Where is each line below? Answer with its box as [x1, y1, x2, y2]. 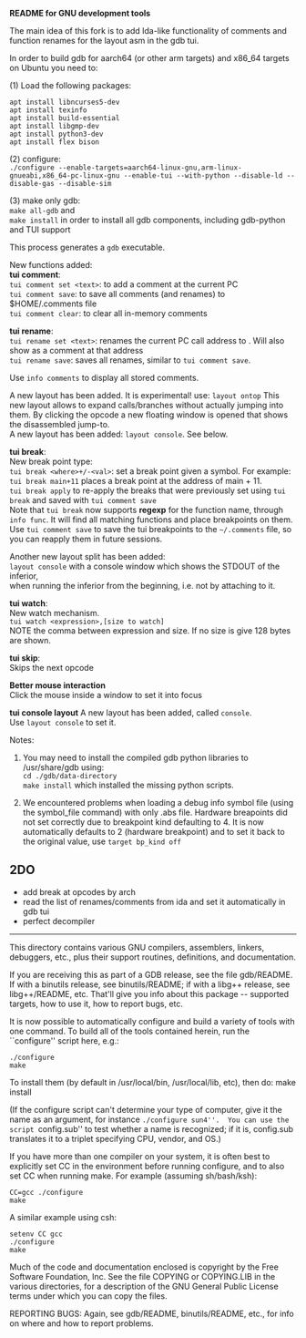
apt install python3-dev [9, 129, 104, 139]
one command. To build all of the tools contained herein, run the [9, 1025, 250, 1036]
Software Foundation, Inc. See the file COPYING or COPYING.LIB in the [9, 1271, 276, 1281]
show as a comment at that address [9, 345, 144, 355]
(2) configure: [9, 154, 62, 164]
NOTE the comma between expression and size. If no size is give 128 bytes [9, 625, 291, 636]
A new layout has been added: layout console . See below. [9, 428, 229, 439]
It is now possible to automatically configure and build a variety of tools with [9, 1015, 295, 1026]
